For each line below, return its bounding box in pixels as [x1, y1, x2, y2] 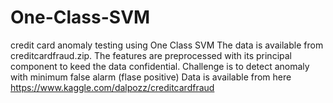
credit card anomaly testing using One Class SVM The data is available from [10, 39, 324, 51]
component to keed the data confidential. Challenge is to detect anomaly [10, 60, 310, 72]
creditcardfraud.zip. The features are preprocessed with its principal [10, 49, 292, 61]
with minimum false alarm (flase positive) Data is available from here [10, 71, 292, 83]
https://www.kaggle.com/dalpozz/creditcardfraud [10, 81, 215, 93]
